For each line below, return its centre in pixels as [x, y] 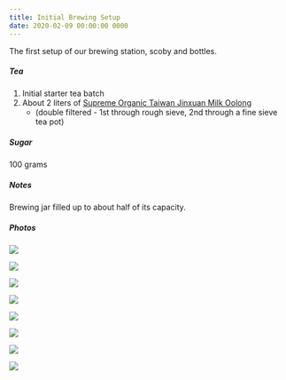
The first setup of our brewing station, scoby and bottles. [113, 51]
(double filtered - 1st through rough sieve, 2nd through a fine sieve [156, 113]
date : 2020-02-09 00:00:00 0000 [69, 26]
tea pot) [50, 122]
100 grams [28, 164]
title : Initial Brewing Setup [65, 17]
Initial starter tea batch [63, 93]
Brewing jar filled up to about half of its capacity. [97, 207]
